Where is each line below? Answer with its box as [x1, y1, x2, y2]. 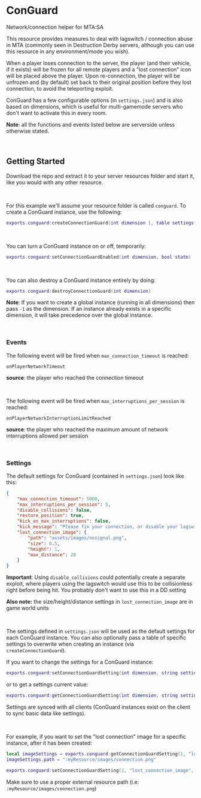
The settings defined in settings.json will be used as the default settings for [6, 628, 195, 635]
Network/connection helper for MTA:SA [6, 23, 103, 31]
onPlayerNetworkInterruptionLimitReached [6, 415, 111, 421]
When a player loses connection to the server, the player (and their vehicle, [6, 59, 191, 67]
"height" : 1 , [28, 546, 60, 552]
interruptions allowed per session [6, 432, 89, 439]
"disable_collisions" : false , [17, 507, 93, 513]
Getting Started [6, 157, 65, 167]
